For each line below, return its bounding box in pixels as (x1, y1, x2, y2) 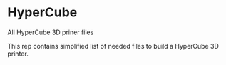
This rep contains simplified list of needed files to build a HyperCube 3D (7, 41, 220, 50)
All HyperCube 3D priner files (7, 28, 94, 36)
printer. (7, 49, 29, 58)
